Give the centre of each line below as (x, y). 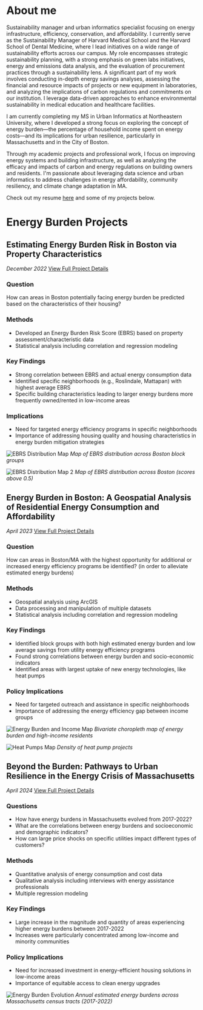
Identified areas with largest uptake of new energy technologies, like (100, 669)
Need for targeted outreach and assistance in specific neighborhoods (102, 705)
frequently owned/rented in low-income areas (72, 400)
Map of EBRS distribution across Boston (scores (135, 472)
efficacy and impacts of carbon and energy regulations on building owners (99, 167)
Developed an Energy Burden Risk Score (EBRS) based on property (99, 333)
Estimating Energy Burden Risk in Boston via (92, 244)
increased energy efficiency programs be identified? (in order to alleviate (97, 566)
